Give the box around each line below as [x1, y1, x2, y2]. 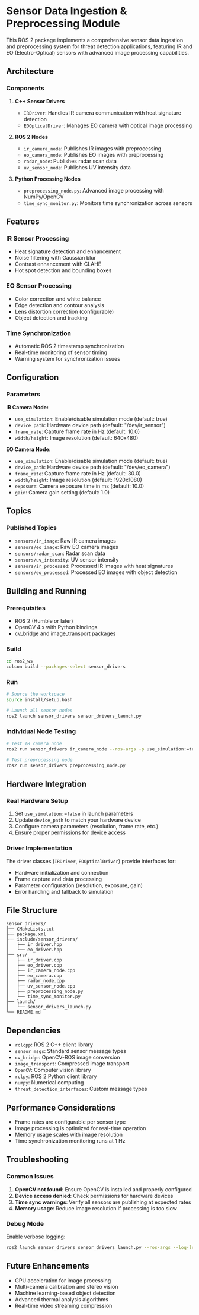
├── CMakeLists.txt [6, 926, 54, 932]
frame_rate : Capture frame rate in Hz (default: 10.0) [14, 428, 140, 435]
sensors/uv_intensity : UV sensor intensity [14, 556, 119, 563]
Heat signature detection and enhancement [14, 248, 121, 255]
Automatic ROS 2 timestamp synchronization [14, 342, 124, 349]
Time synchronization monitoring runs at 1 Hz [14, 1137, 126, 1144]
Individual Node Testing [6, 727, 76, 735]
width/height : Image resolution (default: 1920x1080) [14, 476, 142, 483]
